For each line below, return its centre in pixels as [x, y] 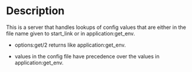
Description [35, 11]
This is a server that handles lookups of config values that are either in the [96, 27]
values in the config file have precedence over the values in [87, 56]
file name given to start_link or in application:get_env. [71, 33]
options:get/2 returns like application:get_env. [70, 45]
